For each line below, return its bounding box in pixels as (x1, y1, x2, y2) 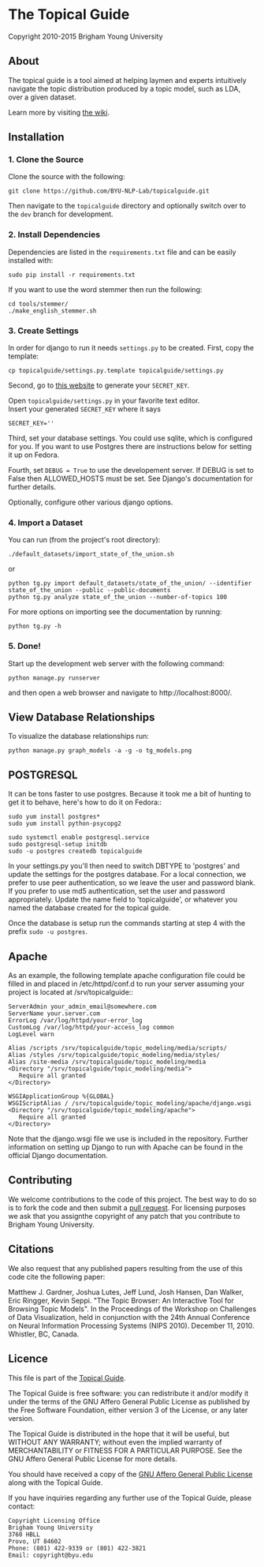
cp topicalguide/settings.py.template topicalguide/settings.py (8, 367, 224, 375)
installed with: (8, 255, 54, 265)
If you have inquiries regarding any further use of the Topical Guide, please (8, 1493, 252, 1502)
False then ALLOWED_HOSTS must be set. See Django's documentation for (8, 474, 254, 483)
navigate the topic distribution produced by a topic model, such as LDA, (8, 84, 241, 93)
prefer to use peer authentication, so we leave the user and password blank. (8, 878, 256, 887)
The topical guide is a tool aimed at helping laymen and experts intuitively (8, 75, 247, 84)
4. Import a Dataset (8, 517, 84, 528)
